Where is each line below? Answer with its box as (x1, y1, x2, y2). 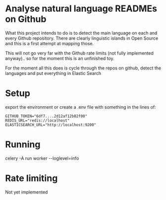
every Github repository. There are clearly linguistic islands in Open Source (5, 35, 159, 41)
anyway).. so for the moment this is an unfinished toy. (5, 55, 115, 61)
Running (5, 139, 41, 150)
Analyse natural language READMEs (5, 3, 158, 14)
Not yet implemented (5, 189, 48, 195)
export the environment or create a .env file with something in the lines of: (5, 104, 156, 110)
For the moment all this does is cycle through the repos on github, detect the (5, 65, 162, 71)
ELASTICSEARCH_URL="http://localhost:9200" (5, 122, 97, 127)
